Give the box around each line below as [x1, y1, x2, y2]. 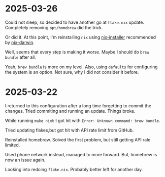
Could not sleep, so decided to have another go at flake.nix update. [5, 19, 144, 25]
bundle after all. [5, 54, 36, 60]
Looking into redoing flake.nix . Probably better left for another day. [5, 166, 143, 172]
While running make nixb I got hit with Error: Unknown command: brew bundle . [5, 117, 161, 124]
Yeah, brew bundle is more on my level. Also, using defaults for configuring [5, 64, 158, 70]
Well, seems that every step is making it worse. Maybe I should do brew [5, 49, 149, 55]
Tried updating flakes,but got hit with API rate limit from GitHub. [5, 127, 134, 133]
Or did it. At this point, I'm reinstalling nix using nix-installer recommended [5, 34, 156, 40]
